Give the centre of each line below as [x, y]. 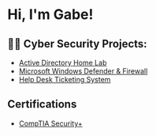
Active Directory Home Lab [63, 62]
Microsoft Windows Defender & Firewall [83, 71]
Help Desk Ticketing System [65, 79]
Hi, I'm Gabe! [50, 15]
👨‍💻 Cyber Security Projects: [77, 44]
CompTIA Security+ [51, 123]
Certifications [42, 104]
